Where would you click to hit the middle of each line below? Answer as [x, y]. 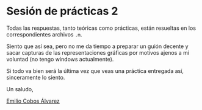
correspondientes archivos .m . [44, 34]
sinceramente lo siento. [36, 77]
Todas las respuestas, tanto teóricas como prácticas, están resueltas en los [101, 28]
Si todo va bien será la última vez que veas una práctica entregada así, [95, 70]
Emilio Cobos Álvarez [33, 101]
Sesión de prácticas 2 [62, 11]
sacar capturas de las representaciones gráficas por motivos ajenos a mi [98, 52]
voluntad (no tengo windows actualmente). [60, 59]
